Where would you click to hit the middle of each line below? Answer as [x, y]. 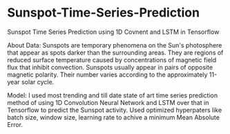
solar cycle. [38, 82]
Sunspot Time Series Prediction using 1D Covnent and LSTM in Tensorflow [113, 32]
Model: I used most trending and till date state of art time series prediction [113, 95]
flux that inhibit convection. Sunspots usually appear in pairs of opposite [110, 67]
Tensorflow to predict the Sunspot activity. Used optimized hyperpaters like [115, 110]
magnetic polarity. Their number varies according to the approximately [107, 75]
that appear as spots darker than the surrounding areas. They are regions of [115, 52]
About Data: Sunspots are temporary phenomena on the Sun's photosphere [115, 45]
